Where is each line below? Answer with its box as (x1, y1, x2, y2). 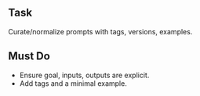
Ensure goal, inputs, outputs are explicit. (19, 70, 150, 80)
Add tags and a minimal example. (19, 78, 127, 88)
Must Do (8, 50, 51, 63)
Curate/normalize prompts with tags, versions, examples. (8, 27, 193, 36)
